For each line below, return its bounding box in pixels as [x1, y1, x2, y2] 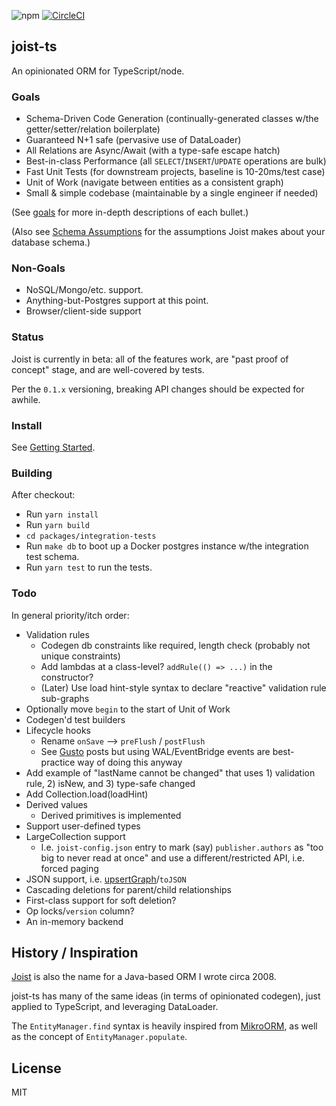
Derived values [25, 798, 89, 810]
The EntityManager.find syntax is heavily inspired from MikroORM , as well [11, 1020, 318, 1032]
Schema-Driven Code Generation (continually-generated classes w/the [25, 113, 319, 125]
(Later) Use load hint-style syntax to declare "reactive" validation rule [40, 681, 327, 694]
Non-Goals [11, 261, 66, 275]
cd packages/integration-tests [25, 531, 157, 542]
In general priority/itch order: [11, 609, 130, 621]
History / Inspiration [11, 944, 139, 961]
